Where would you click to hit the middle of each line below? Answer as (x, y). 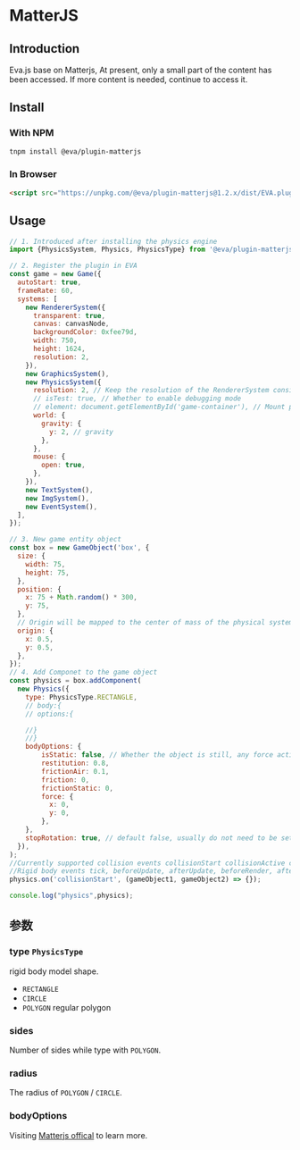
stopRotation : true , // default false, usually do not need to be (151, 838)
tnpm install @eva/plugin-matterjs (75, 151)
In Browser (33, 174)
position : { (40, 589)
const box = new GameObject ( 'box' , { (79, 548)
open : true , (64, 466)
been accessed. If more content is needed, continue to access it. (129, 80)
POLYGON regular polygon (67, 1007)
